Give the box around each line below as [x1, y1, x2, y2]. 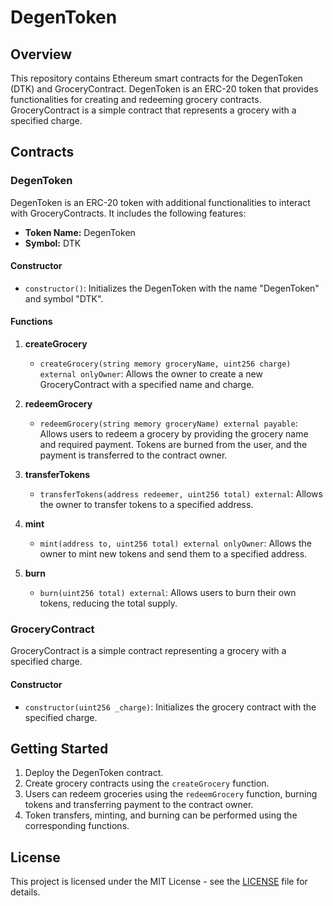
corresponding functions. [24, 820, 130, 832]
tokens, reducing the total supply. [39, 597, 178, 610]
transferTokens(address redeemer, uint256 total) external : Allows [39, 488, 323, 500]
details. [10, 886, 41, 898]
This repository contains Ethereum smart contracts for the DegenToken [10, 72, 303, 84]
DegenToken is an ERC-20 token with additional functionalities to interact [10, 196, 311, 208]
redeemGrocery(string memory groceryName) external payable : [39, 417, 298, 430]
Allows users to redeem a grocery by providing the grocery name [39, 428, 309, 440]
